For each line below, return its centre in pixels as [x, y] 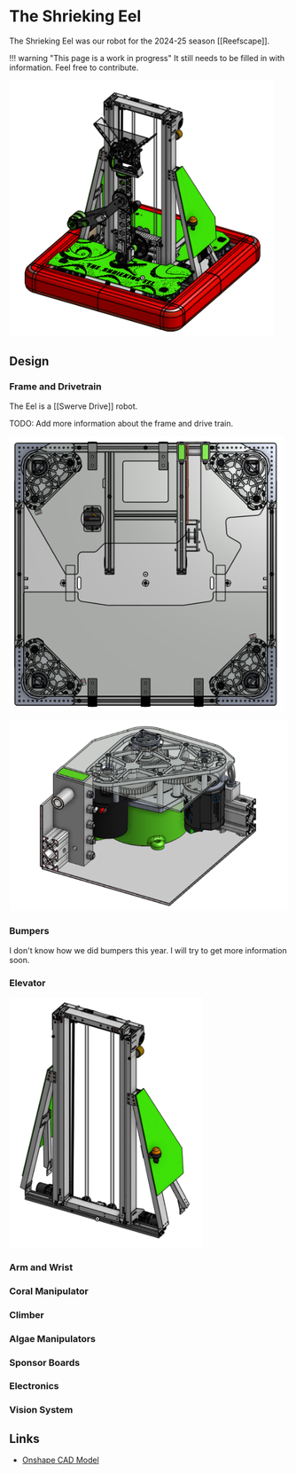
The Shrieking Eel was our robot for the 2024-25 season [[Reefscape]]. [140, 41]
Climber [27, 1314]
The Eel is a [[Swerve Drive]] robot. [74, 406]
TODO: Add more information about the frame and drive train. [121, 423]
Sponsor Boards [45, 1362]
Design [29, 361]
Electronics [34, 1386]
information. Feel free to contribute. [74, 67]
